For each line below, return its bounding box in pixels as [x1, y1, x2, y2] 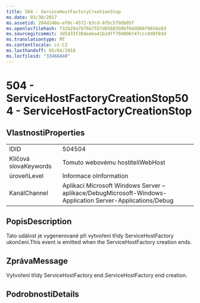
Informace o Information [62, 171, 129, 180]
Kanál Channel [9, 188, 49, 197]
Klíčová [9, 154, 30, 163]
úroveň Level [9, 171, 43, 180]
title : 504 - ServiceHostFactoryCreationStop [6, 8, 121, 15]
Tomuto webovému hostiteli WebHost [62, 158, 165, 166]
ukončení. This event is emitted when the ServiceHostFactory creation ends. [6, 239, 192, 246]
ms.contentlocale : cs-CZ [6, 42, 68, 48]
